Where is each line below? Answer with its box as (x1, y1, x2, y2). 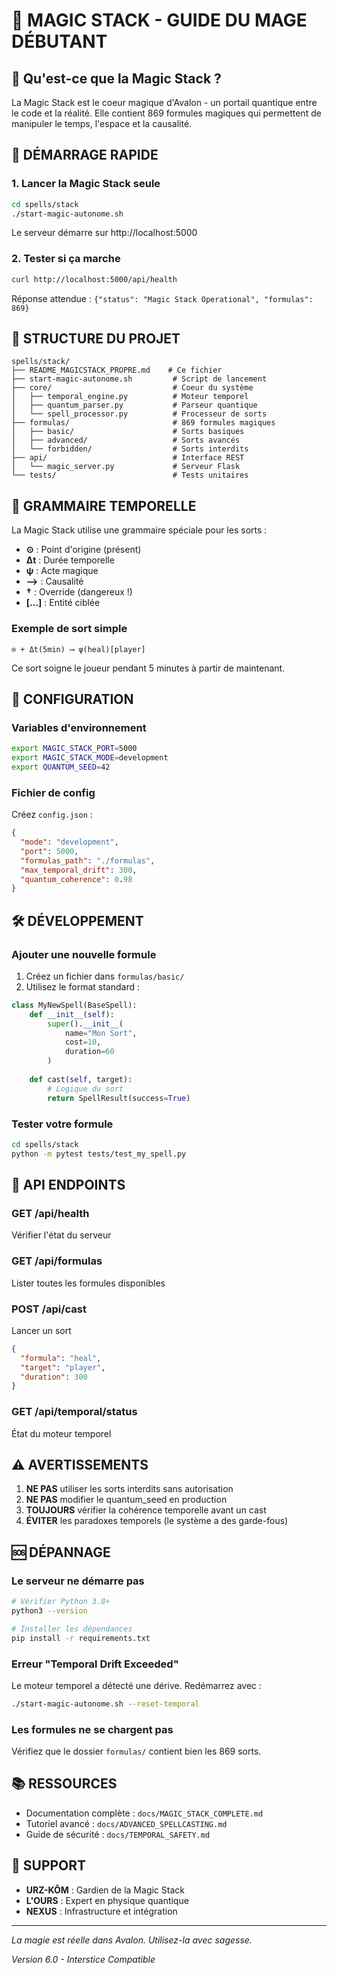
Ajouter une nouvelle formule (11, 947, 157, 961)
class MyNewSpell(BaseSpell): (11, 1000, 138, 1010)
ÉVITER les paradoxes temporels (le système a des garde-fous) (25, 1515, 289, 1527)
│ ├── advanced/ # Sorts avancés (11, 435, 241, 446)
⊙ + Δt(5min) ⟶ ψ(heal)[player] (11, 644, 146, 654)
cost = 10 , (64, 1037, 102, 1048)
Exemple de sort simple (11, 622, 128, 636)
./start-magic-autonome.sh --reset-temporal (11, 1699, 200, 1709)
